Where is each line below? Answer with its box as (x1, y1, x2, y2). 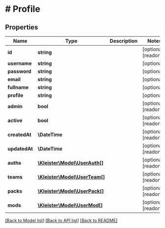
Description (110, 38, 138, 44)
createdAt (7, 131, 32, 138)
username (7, 60, 32, 67)
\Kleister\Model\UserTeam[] (37, 173, 105, 180)
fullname (7, 84, 29, 90)
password (7, 68, 31, 75)
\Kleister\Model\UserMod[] (37, 202, 103, 208)
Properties (5, 23, 38, 31)
